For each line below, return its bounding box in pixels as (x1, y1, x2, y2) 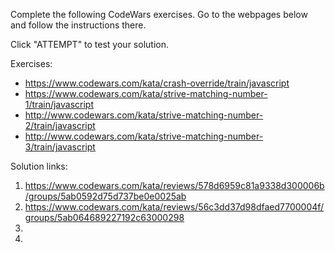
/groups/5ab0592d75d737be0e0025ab (24, 190, 187, 202)
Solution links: (10, 160, 68, 172)
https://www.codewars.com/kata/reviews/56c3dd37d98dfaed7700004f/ (24, 201, 325, 213)
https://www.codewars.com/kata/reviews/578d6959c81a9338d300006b (24, 180, 325, 191)
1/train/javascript (24, 99, 95, 110)
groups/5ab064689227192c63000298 (24, 212, 185, 223)
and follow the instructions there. (10, 19, 147, 31)
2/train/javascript (24, 120, 96, 131)
